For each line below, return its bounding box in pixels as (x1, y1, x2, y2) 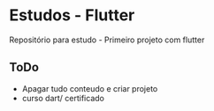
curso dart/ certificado (21, 92, 104, 103)
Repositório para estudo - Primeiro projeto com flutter (9, 34, 205, 45)
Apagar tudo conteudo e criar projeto (21, 83, 158, 93)
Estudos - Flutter (9, 5, 135, 26)
